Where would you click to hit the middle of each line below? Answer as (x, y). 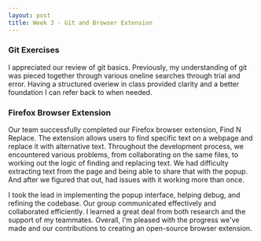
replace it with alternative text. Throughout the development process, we (126, 147)
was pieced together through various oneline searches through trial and (125, 75)
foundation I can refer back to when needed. (80, 92)
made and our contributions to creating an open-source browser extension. (130, 228)
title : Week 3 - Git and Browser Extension (81, 23)
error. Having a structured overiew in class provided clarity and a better (124, 84)
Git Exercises (34, 50)
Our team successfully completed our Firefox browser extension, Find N (125, 130)
